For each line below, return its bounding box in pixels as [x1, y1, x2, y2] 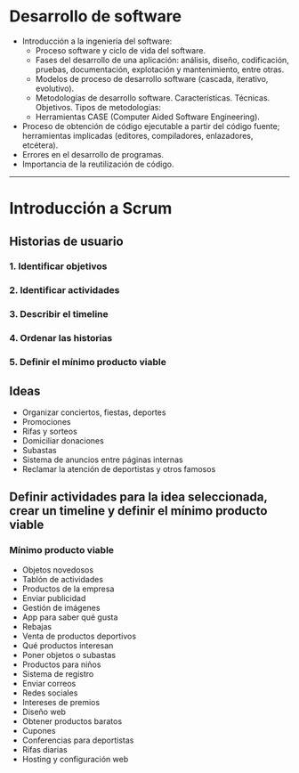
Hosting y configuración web [21, 753, 129, 764]
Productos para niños [21, 659, 101, 670]
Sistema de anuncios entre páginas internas [21, 454, 184, 465]
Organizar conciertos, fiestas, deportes [21, 407, 166, 418]
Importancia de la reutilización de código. [21, 159, 174, 169]
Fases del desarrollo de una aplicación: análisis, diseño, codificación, [35, 54, 289, 65]
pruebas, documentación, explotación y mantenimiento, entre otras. [35, 64, 285, 75]
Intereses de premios [21, 696, 101, 707]
